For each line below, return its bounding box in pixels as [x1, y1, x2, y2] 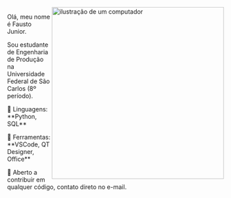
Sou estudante [7, 41, 49, 49]
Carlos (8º [7, 85, 36, 92]
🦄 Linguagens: [7, 105, 48, 113]
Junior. [7, 27, 27, 35]
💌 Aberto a [7, 168, 38, 176]
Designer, [7, 148, 34, 155]
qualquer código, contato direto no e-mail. [7, 183, 127, 191]
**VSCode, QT [7, 140, 50, 148]
